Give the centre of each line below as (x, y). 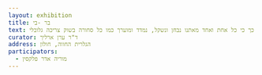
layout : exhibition (40, 15)
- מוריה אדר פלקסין (41, 59)
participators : (33, 52)
